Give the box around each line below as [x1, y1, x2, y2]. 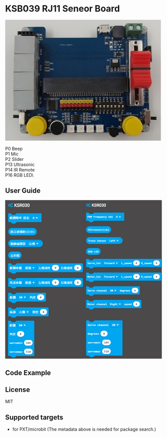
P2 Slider [5, 156, 24, 162]
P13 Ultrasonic [5, 161, 35, 167]
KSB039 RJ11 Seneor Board [5, 3, 120, 14]
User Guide [5, 186, 41, 195]
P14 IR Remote [5, 166, 35, 172]
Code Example [5, 368, 51, 377]
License [5, 386, 30, 394]
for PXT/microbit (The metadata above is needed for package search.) [12, 427, 157, 433]
